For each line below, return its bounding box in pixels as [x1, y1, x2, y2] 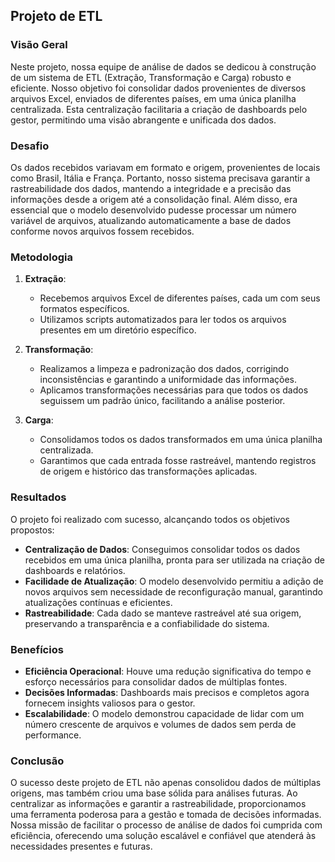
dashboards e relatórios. [24, 564, 126, 576]
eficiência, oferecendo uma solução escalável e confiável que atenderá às [10, 830, 317, 842]
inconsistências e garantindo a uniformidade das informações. [39, 374, 297, 386]
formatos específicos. [39, 303, 130, 315]
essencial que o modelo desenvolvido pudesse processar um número [10, 204, 297, 216]
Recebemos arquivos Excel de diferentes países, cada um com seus [39, 292, 321, 304]
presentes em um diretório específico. [39, 324, 197, 336]
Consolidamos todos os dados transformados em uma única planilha [39, 434, 323, 446]
